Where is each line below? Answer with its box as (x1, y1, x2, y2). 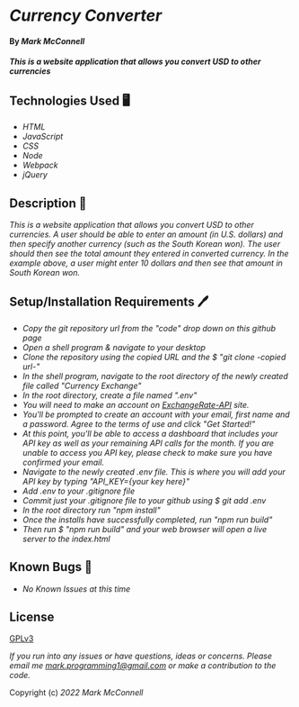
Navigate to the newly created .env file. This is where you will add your (22, 466, 286, 477)
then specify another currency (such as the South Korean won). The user (9, 239, 281, 249)
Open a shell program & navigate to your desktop (22, 341, 207, 352)
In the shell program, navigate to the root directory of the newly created (22, 370, 289, 381)
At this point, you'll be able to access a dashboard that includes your (22, 428, 278, 439)
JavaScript (22, 131, 64, 142)
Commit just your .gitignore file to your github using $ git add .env (22, 494, 267, 505)
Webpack (22, 159, 58, 171)
